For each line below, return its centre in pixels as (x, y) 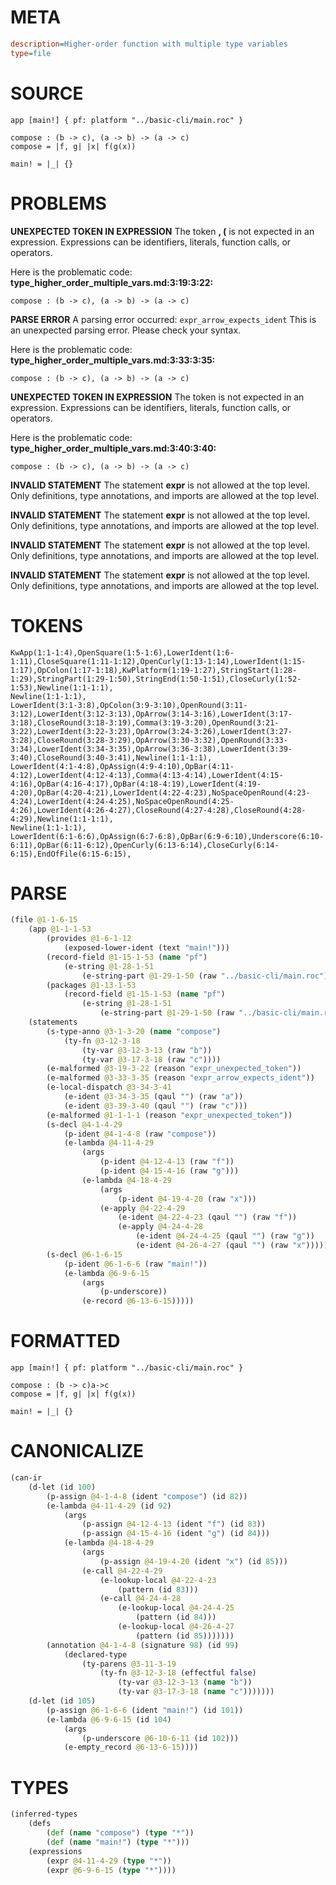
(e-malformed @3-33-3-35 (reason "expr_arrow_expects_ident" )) (180, 1078)
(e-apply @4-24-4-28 (160, 1227)
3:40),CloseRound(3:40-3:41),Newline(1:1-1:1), (111, 757)
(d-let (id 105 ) (62, 1701)
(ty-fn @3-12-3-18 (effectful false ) (178, 1673)
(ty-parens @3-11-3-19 (129, 1664)
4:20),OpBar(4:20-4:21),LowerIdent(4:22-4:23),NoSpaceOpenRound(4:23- (160, 792)
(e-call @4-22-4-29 (122, 1571)
